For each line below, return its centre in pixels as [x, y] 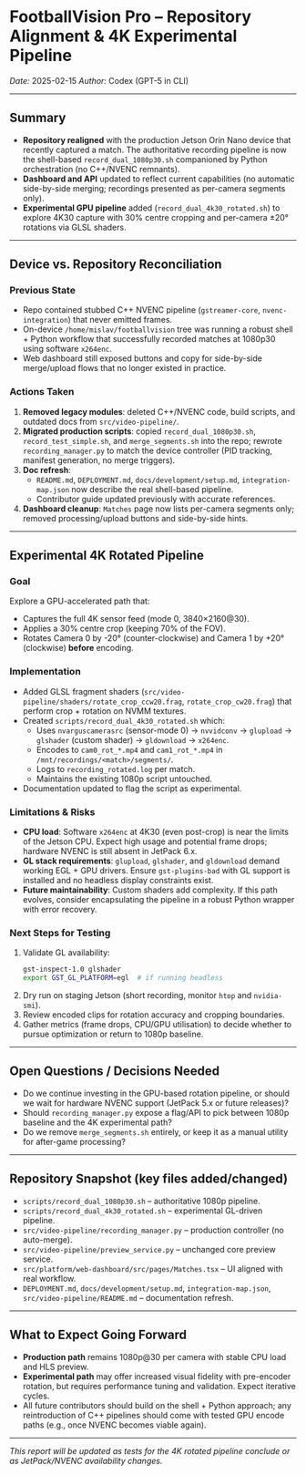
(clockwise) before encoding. [78, 648]
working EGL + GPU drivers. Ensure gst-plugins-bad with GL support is [156, 871]
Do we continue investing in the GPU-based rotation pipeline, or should [156, 1093]
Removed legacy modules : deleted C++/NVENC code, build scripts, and [159, 411]
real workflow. [49, 1278]
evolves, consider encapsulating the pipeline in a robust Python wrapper [158, 900]
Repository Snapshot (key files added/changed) [149, 1179]
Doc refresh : [46, 469]
